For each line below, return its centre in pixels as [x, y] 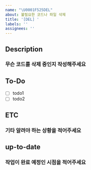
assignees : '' [20, 29]
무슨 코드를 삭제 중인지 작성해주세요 [46, 65]
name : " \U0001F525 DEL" [29, 10]
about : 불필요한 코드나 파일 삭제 [35, 15]
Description [24, 49]
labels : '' [17, 24]
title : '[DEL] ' [22, 19]
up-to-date [23, 147]
